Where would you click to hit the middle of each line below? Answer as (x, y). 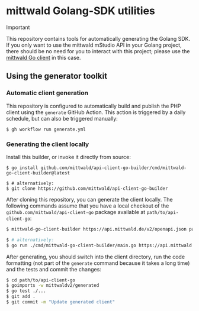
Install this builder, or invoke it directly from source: (69, 157)
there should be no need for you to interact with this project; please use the (98, 51)
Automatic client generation (47, 93)
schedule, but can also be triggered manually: (62, 118)
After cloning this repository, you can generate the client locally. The (89, 199)
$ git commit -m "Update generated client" (61, 302)
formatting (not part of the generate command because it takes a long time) (98, 263)
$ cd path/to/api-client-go (41, 280)
